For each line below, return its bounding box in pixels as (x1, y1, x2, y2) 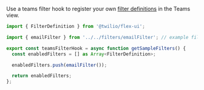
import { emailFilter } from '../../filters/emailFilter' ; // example (6, 34, 189, 40)
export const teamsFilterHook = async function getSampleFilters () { (6, 45, 186, 51)
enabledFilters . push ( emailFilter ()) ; (12, 62, 107, 68)
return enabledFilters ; (12, 73, 72, 79)
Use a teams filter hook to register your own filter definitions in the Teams (6, 5, 191, 12)
